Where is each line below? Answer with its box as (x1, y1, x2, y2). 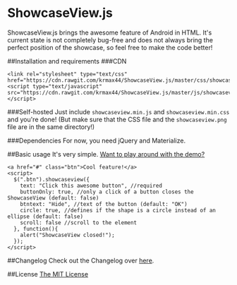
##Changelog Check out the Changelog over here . (7, 256, 154, 265)
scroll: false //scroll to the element (20, 219, 138, 226)
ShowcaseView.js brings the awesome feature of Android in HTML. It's (7, 28, 212, 37)
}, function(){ (13, 225, 59, 232)
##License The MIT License (7, 269, 89, 278)
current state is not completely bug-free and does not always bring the (7, 35, 214, 44)
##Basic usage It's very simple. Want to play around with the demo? (7, 150, 205, 158)
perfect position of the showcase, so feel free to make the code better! (7, 43, 213, 51)
